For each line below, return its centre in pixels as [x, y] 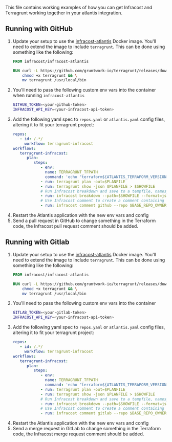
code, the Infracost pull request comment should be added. [75, 226]
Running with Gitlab [37, 242]
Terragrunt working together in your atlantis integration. [64, 13]
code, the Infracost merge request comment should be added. [78, 434]
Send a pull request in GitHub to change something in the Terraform [84, 221]
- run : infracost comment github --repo [84, 206]
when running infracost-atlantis [49, 95]
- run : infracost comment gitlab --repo [84, 413]
